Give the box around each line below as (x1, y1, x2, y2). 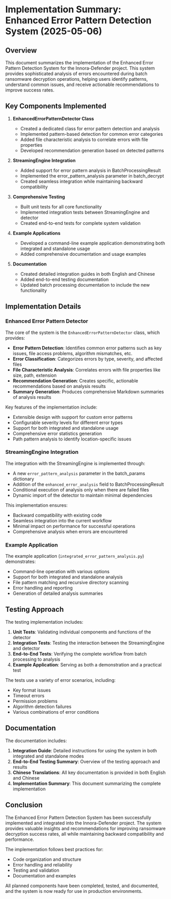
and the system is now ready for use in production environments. (5, 888, 143, 894)
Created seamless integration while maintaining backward (20, 178, 143, 184)
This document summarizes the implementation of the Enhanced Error (5, 60, 154, 65)
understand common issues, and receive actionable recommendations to (5, 81, 160, 87)
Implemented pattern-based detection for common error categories (20, 131, 163, 137)
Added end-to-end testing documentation (20, 276, 109, 283)
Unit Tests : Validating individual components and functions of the (12, 629, 151, 635)
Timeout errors (12, 692, 45, 698)
